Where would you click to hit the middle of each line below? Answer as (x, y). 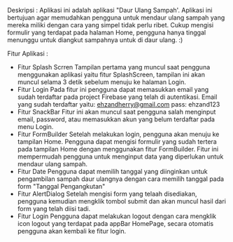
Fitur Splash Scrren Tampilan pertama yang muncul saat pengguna (114, 67)
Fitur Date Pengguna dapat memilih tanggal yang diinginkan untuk (112, 172)
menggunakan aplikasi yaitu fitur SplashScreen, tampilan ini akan (111, 74)
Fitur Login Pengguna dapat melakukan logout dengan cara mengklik (117, 216)
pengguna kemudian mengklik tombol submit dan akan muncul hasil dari (121, 201)
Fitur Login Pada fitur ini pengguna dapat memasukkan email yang (113, 89)
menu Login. (35, 127)
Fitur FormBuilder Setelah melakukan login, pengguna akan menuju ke (118, 134)
